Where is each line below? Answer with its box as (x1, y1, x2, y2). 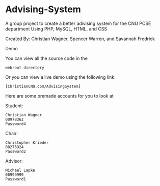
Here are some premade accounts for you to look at (5, 92, 114, 99)
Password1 (5, 176, 26, 181)
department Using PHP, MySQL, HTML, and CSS (5, 25, 108, 32)
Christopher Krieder (5, 140, 49, 145)
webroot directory (5, 65, 44, 70)
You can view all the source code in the (5, 55, 88, 61)
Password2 (5, 149, 26, 154)
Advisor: (5, 158, 23, 164)
